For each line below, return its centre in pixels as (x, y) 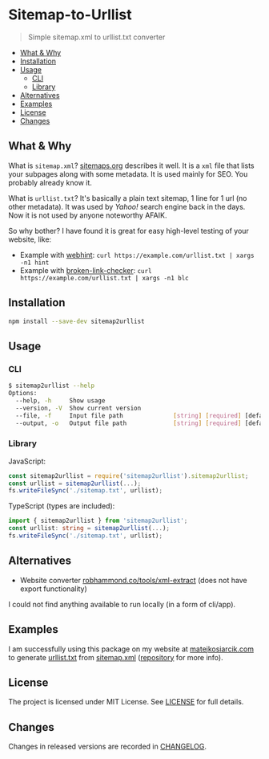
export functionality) (54, 589)
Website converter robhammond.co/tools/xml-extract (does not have (133, 580)
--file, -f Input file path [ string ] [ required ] (128, 415)
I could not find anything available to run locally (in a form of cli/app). (122, 604)
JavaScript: (27, 461)
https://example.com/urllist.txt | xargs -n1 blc (104, 278)
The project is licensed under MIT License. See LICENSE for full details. (126, 702)
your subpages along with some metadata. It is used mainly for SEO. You (128, 173)
